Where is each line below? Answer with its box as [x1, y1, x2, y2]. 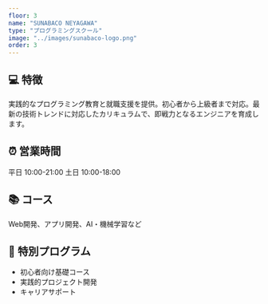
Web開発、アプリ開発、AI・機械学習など [8, 219, 142, 228]
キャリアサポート [19, 287, 77, 297]
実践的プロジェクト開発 [19, 277, 97, 287]
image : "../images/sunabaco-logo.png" [8, 34, 137, 42]
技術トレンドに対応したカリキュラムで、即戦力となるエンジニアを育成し [22, 109, 259, 118]
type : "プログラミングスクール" [8, 26, 103, 34]
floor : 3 [8, 11, 37, 20]
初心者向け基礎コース [19, 267, 90, 277]
